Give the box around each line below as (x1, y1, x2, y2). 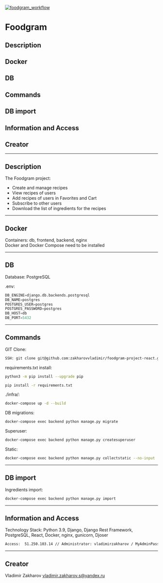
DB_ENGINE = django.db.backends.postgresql (5, 293, 90, 298)
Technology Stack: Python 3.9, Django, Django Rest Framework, (5, 527, 133, 533)
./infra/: (5, 392, 20, 397)
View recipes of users (12, 190, 56, 196)
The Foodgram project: (5, 175, 51, 181)
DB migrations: (5, 410, 35, 416)
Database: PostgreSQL (5, 274, 51, 280)
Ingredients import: (5, 487, 43, 492)
